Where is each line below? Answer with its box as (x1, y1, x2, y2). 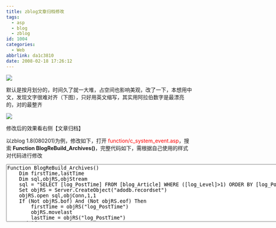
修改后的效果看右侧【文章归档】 (6, 125, 84, 132)
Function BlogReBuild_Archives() (12, 144, 96, 151)
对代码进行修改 (6, 152, 42, 159)
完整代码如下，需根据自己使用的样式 (100, 144, 189, 151)
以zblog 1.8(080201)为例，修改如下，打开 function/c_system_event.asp (6, 137, 179, 144)
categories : (6, 42, 35, 48)
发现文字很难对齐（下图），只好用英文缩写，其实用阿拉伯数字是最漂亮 (16, 93, 185, 100)
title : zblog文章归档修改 (6, 8, 65, 15)
